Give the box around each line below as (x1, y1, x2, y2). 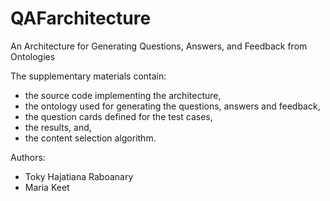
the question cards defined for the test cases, (24, 110, 213, 122)
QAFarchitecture (10, 7, 152, 30)
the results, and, (24, 121, 92, 133)
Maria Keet (24, 181, 70, 193)
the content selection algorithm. (24, 132, 157, 144)
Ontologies (10, 50, 56, 62)
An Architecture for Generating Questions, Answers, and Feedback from (10, 40, 308, 52)
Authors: (10, 151, 46, 163)
